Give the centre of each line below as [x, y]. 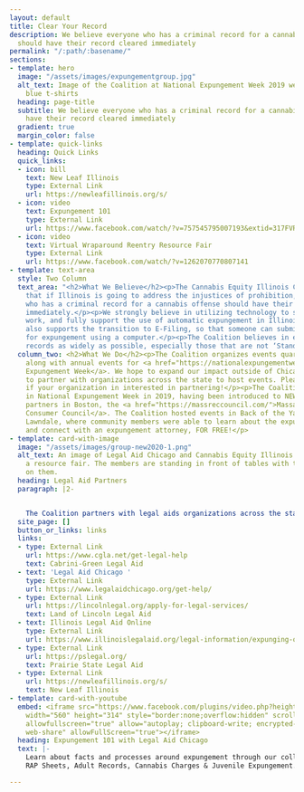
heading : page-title [56, 102]
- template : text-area [52, 271]
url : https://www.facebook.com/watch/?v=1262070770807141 [137, 262]
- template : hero [42, 69]
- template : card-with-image [64, 439]
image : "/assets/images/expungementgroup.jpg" [107, 77]
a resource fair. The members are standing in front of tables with [157, 464]
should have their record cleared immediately [107, 43]
